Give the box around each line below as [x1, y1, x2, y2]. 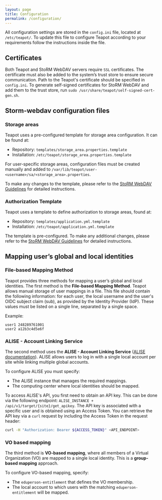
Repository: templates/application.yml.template [12, 219, 110, 225]
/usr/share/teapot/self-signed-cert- [79, 88, 155, 93]
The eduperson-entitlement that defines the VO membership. [12, 479, 134, 485]
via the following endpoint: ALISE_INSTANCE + [5, 398, 94, 403]
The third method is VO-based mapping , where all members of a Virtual [5, 450, 149, 456]
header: [5, 418, 21, 424]
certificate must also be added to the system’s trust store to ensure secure [5, 72, 153, 78]
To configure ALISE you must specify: [5, 369, 80, 374]
